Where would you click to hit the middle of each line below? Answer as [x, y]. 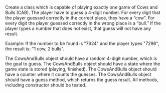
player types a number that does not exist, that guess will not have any [78, 28]
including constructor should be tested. [46, 85]
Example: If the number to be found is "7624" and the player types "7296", [82, 43]
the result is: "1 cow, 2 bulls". [35, 49]
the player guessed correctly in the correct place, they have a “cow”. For [80, 18]
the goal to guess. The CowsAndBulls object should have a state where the [83, 64]
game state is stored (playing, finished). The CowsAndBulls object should [81, 69]
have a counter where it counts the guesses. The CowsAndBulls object [78, 74]
